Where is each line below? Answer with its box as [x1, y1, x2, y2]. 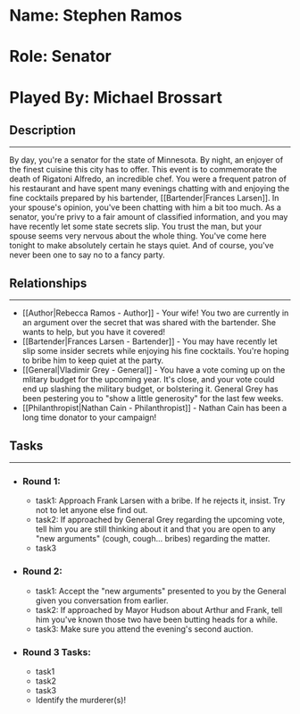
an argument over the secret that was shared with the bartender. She [21, 317, 277, 328]
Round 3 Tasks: [21, 645, 91, 658]
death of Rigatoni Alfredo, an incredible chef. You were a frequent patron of [9, 173, 287, 184]
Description [9, 122, 76, 138]
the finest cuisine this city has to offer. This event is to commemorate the [9, 164, 278, 175]
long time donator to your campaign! [21, 412, 157, 423]
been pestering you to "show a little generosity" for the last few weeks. [21, 393, 284, 404]
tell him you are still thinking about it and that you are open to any [35, 524, 276, 534]
